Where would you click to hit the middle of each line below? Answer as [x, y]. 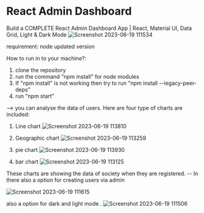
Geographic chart [37, 138]
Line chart [28, 126]
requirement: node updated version [51, 46]
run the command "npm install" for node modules [77, 76]
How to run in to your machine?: [46, 58]
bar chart [26, 161]
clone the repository [40, 70]
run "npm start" [35, 96]
